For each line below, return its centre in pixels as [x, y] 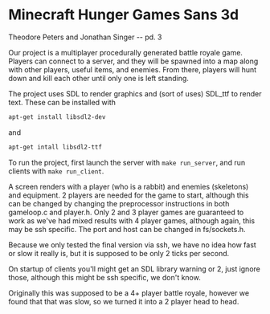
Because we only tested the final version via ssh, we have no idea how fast [133, 245]
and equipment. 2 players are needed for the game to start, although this [129, 195]
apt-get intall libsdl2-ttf [55, 147]
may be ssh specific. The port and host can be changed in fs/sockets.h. [127, 229]
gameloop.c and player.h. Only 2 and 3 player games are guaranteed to [126, 212]
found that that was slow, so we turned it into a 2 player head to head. [124, 301]
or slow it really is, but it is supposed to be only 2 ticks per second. [119, 253]
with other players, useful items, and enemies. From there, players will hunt [133, 69]
